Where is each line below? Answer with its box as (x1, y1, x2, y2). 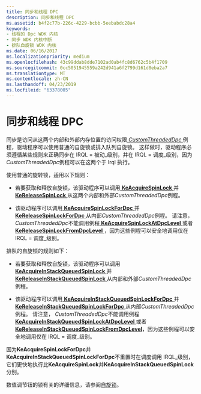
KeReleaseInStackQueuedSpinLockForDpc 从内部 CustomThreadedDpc (14, 303, 194, 310)
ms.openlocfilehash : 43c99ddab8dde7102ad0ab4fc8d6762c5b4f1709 (6, 59, 168, 65)
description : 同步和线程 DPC (6, 14, 75, 20)
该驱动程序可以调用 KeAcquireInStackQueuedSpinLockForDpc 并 (14, 295, 179, 303)
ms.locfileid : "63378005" (6, 87, 71, 93)
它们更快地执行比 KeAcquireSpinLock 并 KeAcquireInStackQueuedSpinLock (6, 360, 194, 368)
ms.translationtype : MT (6, 70, 66, 76)
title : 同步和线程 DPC (6, 8, 59, 15)
